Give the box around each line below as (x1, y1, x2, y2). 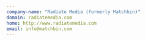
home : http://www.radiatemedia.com (6, 20, 97, 26)
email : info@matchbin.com (6, 25, 72, 32)
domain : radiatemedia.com (6, 14, 72, 20)
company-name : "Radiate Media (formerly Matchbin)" (6, 8, 141, 15)
